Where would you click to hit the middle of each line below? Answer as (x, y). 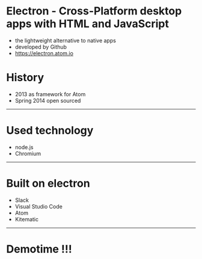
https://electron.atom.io (44, 53)
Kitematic (27, 219)
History (25, 78)
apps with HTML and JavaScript (88, 24)
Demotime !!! (39, 249)
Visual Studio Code (39, 206)
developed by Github (41, 47)
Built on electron (48, 183)
